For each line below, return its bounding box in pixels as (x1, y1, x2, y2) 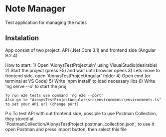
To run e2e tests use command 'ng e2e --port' (5, 93, 104, 98)
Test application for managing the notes (5, 19, 87, 25)
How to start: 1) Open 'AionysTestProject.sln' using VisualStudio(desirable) (5, 62, 158, 68)
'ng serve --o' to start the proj (5, 83, 66, 89)
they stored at (5, 116, 34, 122)
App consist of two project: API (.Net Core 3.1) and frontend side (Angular (5, 47, 156, 53)
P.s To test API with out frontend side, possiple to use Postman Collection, (5, 110, 158, 116)
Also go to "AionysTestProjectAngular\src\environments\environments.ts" (5, 97, 162, 102)
